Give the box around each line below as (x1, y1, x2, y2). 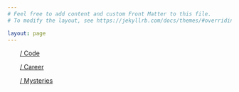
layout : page (7, 30, 46, 37)
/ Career (20, 63, 44, 71)
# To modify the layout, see (7, 17, 94, 24)
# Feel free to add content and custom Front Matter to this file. (7, 10, 212, 18)
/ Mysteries (20, 76, 53, 85)
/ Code (20, 49, 41, 57)
